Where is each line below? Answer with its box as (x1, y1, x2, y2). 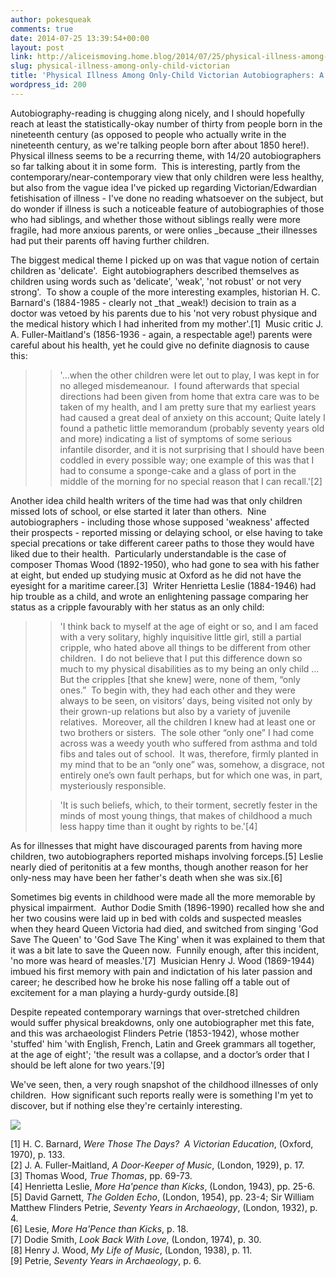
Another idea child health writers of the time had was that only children (10, 494, 303, 506)
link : (10, 52, 33, 62)
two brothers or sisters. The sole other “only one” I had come (59, 726, 315, 738)
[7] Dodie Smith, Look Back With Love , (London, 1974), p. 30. (10, 1233, 262, 1245)
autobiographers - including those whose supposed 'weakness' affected (10, 516, 310, 528)
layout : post (10, 42, 65, 53)
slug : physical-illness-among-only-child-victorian (10, 61, 230, 71)
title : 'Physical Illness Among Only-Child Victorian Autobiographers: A (10, 71, 325, 81)
